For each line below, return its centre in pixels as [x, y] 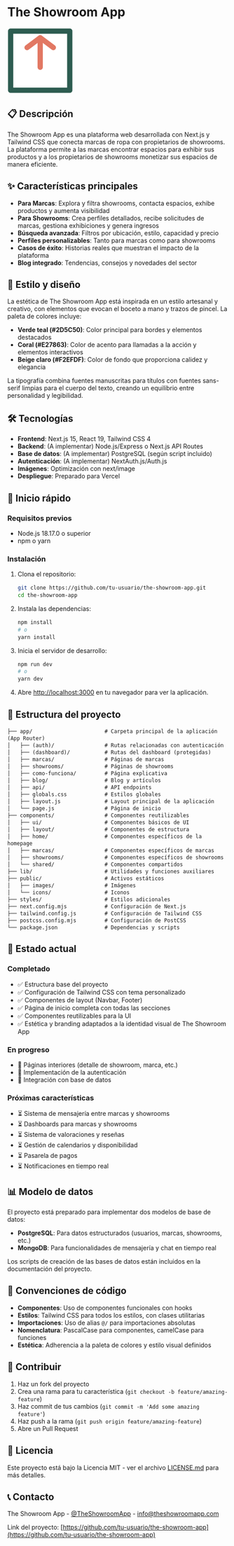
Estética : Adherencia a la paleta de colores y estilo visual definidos [114, 1345]
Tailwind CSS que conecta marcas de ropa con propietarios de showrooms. [116, 142]
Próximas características [51, 1098]
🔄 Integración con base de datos [64, 1079]
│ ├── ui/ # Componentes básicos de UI [98, 822]
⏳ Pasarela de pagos [47, 1156]
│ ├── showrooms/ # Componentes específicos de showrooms [116, 857]
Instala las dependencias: [54, 608]
